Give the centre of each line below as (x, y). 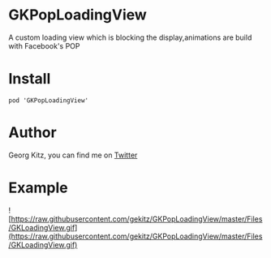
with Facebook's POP (44, 45)
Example (38, 187)
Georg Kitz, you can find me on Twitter (73, 155)
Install (30, 79)
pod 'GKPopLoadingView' (49, 100)
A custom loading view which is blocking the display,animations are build (130, 37)
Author (32, 133)
